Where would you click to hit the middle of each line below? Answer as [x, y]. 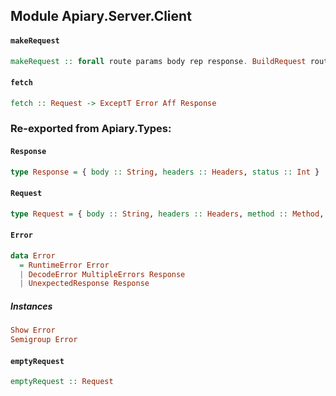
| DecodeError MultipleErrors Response [102, 274]
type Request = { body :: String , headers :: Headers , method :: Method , [167, 214]
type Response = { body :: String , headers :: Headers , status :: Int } [165, 172]
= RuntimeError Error [64, 265]
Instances [31, 306]
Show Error [33, 330]
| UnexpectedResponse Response [84, 284]
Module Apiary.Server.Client [101, 16]
